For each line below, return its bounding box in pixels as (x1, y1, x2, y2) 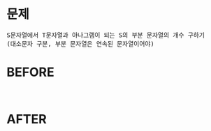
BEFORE (6, 64, 54, 80)
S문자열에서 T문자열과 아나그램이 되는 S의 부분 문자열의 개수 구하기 (6, 31, 205, 39)
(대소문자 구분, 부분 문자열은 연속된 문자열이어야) (6, 40, 154, 47)
